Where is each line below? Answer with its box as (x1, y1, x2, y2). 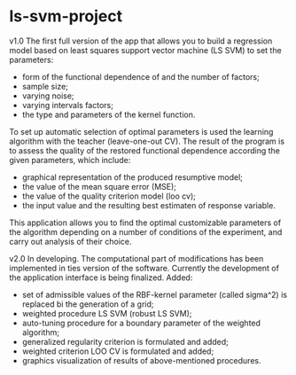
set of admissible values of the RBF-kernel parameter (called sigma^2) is (21, 289, 288, 300)
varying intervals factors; (21, 99, 113, 110)
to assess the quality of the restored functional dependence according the (9, 145, 281, 156)
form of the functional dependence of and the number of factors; (21, 71, 260, 82)
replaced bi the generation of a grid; (21, 299, 154, 309)
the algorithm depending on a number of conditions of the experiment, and (9, 226, 283, 237)
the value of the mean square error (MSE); (21, 181, 177, 191)
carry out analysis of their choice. (9, 236, 132, 246)
